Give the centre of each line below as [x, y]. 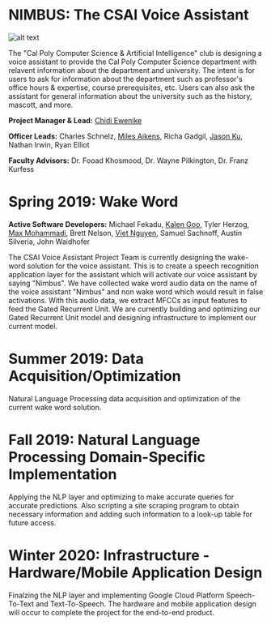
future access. [32, 522]
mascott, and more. [41, 105]
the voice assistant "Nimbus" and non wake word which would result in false [136, 291]
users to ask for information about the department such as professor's [125, 79]
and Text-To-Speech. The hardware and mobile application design [146, 604]
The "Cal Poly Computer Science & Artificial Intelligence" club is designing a [135, 53]
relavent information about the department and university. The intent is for [132, 70]
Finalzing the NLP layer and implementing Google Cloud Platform [116, 595]
